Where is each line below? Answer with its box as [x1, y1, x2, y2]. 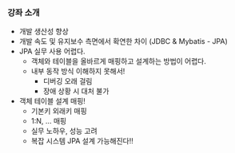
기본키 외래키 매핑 [30, 106, 87, 116]
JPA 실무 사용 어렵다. [18, 46, 86, 57]
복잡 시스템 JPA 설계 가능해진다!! [30, 136, 133, 146]
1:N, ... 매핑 [30, 116, 67, 126]
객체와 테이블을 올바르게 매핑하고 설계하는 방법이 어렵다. [30, 57, 207, 66]
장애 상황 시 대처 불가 [42, 86, 110, 96]
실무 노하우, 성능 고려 [30, 126, 98, 136]
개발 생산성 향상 [18, 26, 69, 37]
